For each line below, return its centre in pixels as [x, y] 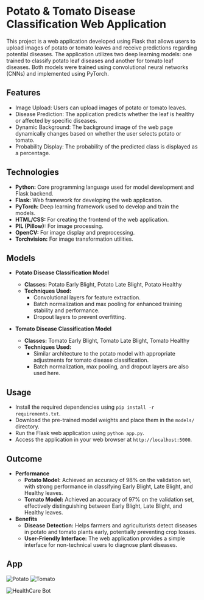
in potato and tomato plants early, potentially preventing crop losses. [110, 532]
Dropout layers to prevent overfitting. [80, 317]
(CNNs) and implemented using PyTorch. [58, 73]
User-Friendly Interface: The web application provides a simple [105, 538]
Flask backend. [34, 193]
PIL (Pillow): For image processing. [59, 226]
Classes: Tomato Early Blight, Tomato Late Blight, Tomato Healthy [107, 341]
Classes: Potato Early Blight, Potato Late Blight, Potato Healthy [103, 285]
